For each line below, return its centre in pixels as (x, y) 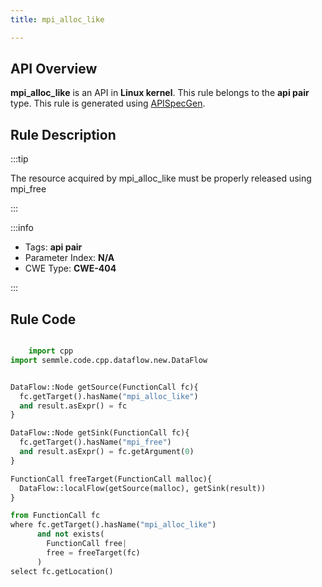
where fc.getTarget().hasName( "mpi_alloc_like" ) (113, 525)
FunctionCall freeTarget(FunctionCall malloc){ (111, 479)
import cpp (51, 351)
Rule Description (63, 134)
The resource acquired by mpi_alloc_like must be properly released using (161, 178)
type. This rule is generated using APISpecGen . (108, 103)
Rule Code (43, 319)
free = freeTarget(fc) (93, 552)
